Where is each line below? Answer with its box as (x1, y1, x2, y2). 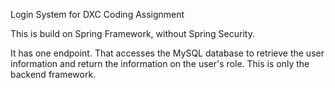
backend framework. (10, 69, 97, 80)
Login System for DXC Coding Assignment (10, 9, 185, 20)
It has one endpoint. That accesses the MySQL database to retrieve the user (10, 47, 325, 59)
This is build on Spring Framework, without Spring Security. (10, 28, 255, 39)
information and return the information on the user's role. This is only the (10, 58, 310, 69)
